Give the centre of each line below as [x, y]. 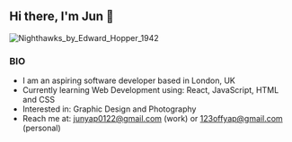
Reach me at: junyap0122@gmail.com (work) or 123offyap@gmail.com [152, 119]
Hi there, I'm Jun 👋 [62, 17]
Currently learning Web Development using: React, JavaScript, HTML [150, 90]
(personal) [41, 128]
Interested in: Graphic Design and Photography [109, 109]
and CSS [39, 100]
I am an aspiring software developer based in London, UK [128, 80]
